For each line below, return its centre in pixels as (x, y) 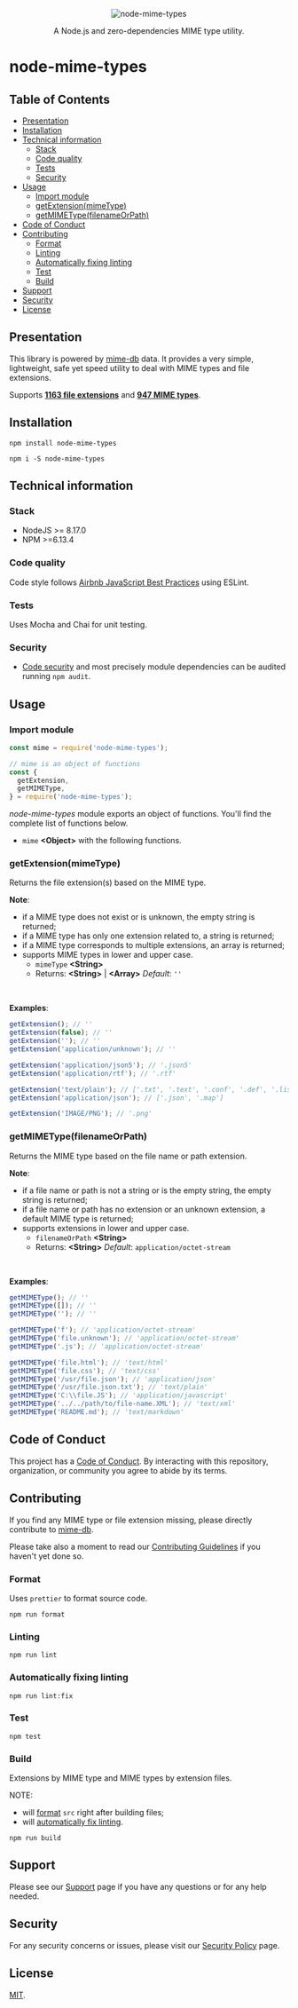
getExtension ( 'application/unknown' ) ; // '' (93, 1049)
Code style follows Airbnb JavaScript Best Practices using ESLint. (129, 582)
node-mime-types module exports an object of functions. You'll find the (141, 814)
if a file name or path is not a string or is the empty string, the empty (147, 1190)
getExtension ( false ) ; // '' (61, 1033)
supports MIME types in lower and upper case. (107, 955)
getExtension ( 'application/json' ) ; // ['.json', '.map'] (117, 1098)
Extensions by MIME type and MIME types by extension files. (121, 1778)
